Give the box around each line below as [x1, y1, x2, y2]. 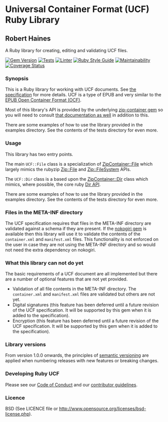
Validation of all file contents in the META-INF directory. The [12, 286, 136, 292]
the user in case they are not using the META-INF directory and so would [5, 241, 156, 247]
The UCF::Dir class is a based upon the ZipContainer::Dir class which [5, 176, 148, 182]
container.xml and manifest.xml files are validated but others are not [12, 291, 155, 297]
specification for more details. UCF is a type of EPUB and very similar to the [5, 92, 161, 98]
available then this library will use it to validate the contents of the [5, 231, 140, 237]
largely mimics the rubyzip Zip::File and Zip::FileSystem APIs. [5, 166, 131, 172]
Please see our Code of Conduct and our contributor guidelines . [5, 381, 138, 387]
